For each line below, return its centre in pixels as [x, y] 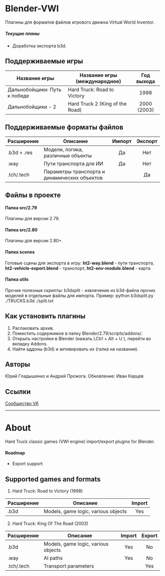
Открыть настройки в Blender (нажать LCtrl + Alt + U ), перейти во [82, 338]
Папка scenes [20, 252]
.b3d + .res [20, 152]
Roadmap [15, 453]
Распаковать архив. [33, 328]
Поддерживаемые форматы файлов [64, 128]
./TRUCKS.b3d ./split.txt [29, 301]
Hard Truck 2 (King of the [97, 104]
